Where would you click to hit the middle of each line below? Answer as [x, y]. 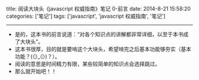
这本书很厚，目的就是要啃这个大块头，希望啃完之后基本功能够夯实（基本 [103, 49]
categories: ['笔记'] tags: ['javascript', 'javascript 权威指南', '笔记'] [86, 16]
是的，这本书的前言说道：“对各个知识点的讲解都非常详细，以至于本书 [99, 34]
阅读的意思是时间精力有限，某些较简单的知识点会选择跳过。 [87, 64]
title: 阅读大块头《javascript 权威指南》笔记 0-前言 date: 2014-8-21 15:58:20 [98, 9]
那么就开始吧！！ [36, 71]
